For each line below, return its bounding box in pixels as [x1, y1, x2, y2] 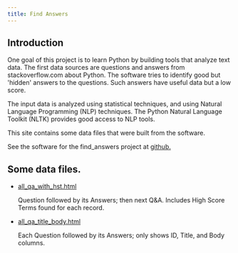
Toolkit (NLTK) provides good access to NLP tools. [7, 115, 155, 123]
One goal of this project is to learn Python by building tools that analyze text [7, 56, 230, 64]
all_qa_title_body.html [17, 217, 81, 226]
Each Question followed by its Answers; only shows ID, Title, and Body [17, 231, 225, 239]
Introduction [7, 37, 64, 49]
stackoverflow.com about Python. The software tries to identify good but [7, 71, 221, 79]
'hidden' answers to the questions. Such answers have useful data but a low [7, 78, 232, 87]
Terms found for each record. [17, 204, 105, 212]
